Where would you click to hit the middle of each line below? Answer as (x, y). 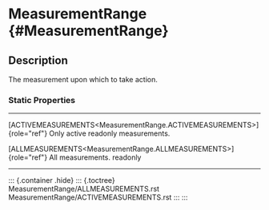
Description (38, 60)
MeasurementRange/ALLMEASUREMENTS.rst (84, 189)
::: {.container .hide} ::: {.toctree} (62, 180)
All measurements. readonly (95, 157)
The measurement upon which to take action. (83, 79)
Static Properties (42, 100)
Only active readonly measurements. (110, 133)
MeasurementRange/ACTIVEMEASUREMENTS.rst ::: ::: (98, 197)
